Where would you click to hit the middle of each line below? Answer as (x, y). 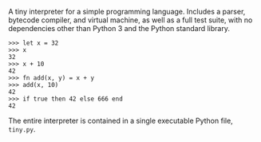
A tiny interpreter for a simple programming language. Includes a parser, (127, 12)
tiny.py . (22, 129)
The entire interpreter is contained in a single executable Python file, (121, 120)
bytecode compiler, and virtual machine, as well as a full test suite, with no (130, 20)
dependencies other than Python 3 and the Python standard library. (119, 28)
